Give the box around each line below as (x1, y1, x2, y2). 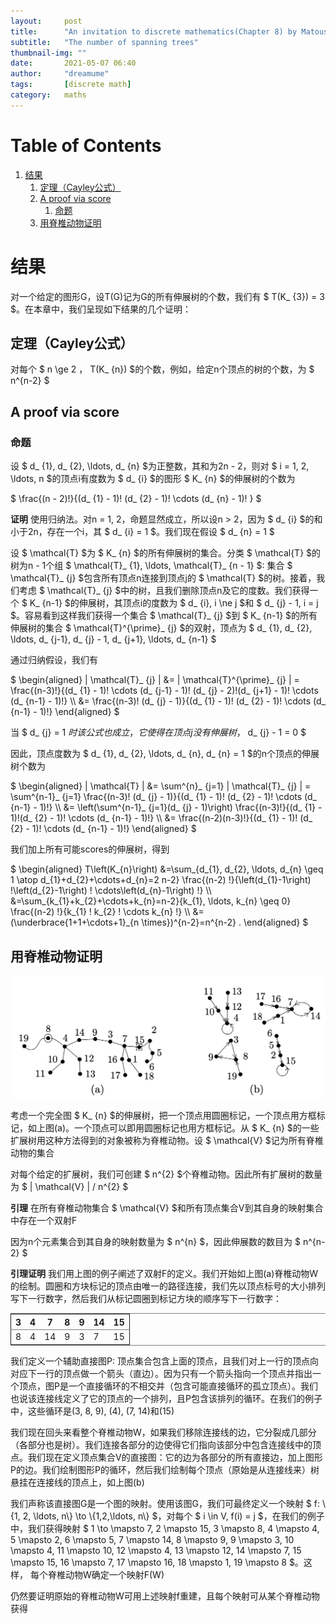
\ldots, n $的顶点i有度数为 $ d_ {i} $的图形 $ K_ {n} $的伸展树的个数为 (10, 473, 296, 485)
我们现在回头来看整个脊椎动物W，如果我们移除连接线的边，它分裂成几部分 (10, 1426, 317, 1438)
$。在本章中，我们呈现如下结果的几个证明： (10, 303, 192, 315)
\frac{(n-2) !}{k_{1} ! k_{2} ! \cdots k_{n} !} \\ (10, 906, 191, 918)
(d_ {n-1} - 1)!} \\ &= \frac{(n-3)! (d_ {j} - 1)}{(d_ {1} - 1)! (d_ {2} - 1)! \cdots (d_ (10, 695, 326, 707)
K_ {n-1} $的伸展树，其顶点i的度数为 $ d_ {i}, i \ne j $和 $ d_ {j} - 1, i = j (29, 597, 319, 609)
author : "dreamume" (10, 69, 110, 79)
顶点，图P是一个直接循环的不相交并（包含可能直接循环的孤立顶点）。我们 (18, 1380, 318, 1392)
